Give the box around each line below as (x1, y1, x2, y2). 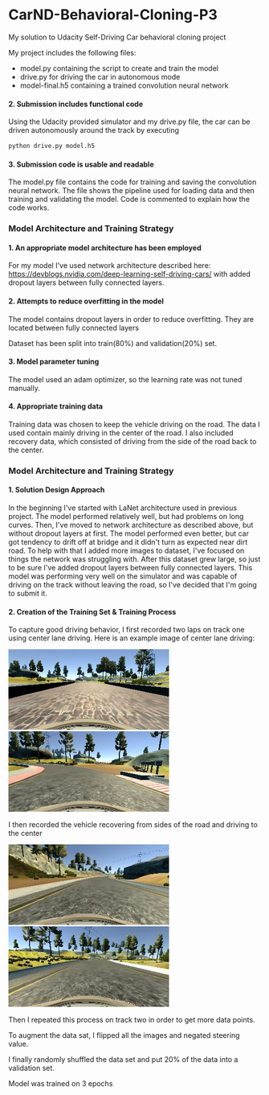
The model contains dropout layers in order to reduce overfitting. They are (8, 314, 255, 323)
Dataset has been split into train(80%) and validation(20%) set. (8, 338, 218, 348)
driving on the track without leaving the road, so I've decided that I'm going (8, 580, 257, 590)
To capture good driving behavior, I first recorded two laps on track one (8, 625, 245, 635)
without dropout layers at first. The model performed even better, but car (8, 529, 249, 538)
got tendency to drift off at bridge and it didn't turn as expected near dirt (8, 537, 248, 547)
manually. (8, 383, 40, 393)
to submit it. (8, 589, 48, 599)
